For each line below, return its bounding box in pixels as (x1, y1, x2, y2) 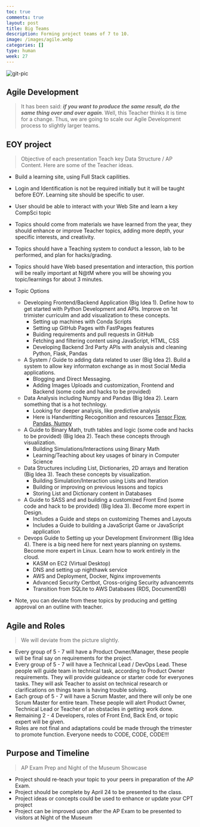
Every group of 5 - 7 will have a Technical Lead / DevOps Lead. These (14, 661, 187, 668)
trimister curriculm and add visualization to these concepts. (23, 312, 170, 319)
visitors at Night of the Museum (14, 814, 93, 821)
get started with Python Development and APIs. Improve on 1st (23, 305, 178, 313)
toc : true (6, 8, 31, 15)
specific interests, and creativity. (14, 234, 96, 241)
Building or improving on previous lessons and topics (32, 483, 163, 491)
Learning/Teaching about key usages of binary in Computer (32, 452, 180, 459)
